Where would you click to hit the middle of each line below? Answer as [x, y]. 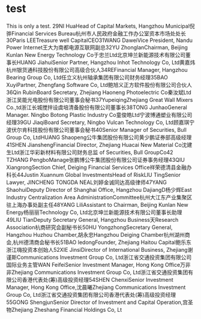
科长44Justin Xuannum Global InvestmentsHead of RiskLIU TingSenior [94, 174]
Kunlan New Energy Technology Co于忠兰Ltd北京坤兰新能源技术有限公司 [96, 55]
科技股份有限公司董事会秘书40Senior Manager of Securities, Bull [107, 130]
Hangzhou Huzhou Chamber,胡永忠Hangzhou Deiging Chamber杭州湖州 [95, 234]
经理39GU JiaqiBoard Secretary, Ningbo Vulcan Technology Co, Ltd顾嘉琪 [98, 122]
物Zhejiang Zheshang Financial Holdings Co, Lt [64, 309]
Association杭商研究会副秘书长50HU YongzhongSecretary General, [89, 227]
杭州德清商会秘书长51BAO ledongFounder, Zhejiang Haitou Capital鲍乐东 [102, 242]
